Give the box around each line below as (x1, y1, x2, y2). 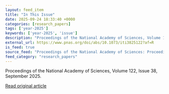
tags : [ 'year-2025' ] (5, 26, 49, 31)
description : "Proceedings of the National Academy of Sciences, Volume (5, 36, 161, 41)
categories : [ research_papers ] (5, 21, 71, 27)
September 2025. (5, 73, 42, 79)
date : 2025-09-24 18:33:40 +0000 (5, 17, 75, 22)
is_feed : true (5, 45, 35, 50)
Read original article (5, 83, 47, 89)
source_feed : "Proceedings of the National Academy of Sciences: (5, 49, 145, 54)
